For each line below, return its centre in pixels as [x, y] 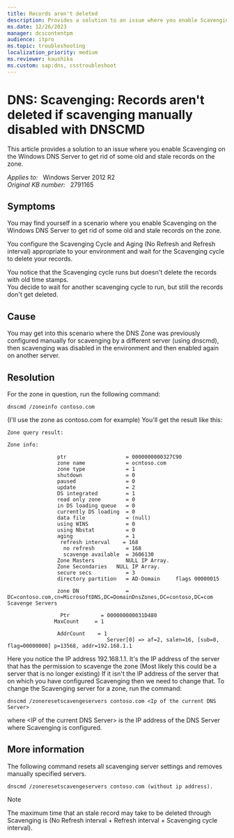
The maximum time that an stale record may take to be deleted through [109, 813]
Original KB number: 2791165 [50, 185]
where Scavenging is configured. [55, 728]
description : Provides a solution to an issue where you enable [102, 20]
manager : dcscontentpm [40, 33]
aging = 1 [96, 536]
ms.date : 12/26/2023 [37, 26]
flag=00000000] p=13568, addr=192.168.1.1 [70, 646]
